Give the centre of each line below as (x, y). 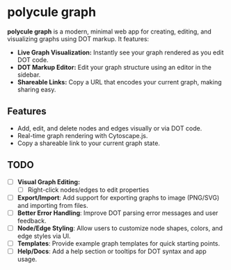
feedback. (32, 220)
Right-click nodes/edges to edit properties (88, 190)
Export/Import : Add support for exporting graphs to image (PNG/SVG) (118, 197)
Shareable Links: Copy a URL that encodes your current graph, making (119, 82)
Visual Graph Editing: (49, 181)
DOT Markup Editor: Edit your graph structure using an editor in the (114, 67)
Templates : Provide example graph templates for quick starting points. (119, 243)
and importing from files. (53, 205)
